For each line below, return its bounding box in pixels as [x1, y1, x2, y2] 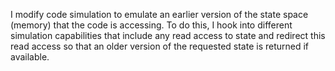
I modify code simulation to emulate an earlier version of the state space [10, 9, 309, 20]
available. [10, 51, 50, 63]
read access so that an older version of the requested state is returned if [10, 40, 310, 52]
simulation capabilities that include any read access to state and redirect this [10, 30, 326, 41]
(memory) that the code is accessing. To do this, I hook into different [10, 19, 293, 31]
